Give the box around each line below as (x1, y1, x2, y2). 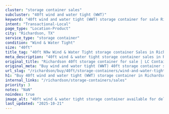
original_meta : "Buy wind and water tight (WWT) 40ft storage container (5, 64, 161, 69)
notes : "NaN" (5, 87, 33, 92)
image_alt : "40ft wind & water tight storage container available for (5, 96, 156, 101)
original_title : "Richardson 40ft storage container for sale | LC (5, 59, 150, 64)
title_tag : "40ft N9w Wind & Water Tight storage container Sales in (5, 49, 154, 54)
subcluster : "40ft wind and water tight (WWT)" (5, 12, 107, 17)
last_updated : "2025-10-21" (5, 101, 64, 106)
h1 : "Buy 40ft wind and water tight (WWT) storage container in (5, 73, 143, 78)
